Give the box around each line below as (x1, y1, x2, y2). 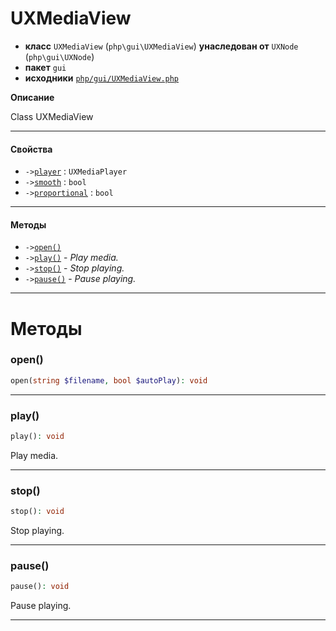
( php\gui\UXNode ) (24, 50, 95, 62)
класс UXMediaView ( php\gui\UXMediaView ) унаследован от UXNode (24, 40, 299, 52)
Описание (10, 91, 55, 103)
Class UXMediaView (10, 110, 94, 122)
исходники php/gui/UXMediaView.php (24, 72, 180, 84)
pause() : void (10, 582, 70, 592)
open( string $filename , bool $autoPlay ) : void (10, 375, 208, 386)
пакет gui (24, 61, 67, 73)
